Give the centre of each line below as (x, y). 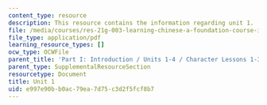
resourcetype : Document (48, 74)
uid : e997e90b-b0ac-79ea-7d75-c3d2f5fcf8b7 (81, 89)
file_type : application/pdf (55, 37)
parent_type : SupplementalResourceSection (79, 67)
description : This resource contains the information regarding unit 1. (131, 23)
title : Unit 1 (32, 81)
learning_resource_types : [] (56, 45)
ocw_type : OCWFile (39, 52)
